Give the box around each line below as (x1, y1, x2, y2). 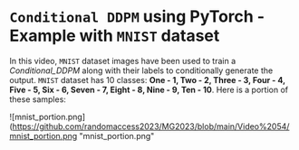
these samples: (9, 93, 66, 105)
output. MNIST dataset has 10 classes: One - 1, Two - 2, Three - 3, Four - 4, (9, 74, 285, 85)
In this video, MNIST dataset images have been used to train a (9, 55, 236, 66)
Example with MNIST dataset (9, 25, 220, 46)
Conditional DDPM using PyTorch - (9, 6, 265, 27)
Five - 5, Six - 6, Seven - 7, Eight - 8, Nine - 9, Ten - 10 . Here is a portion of (9, 84, 288, 95)
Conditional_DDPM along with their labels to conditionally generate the (9, 65, 274, 76)
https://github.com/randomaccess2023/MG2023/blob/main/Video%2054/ (12, 120, 290, 132)
